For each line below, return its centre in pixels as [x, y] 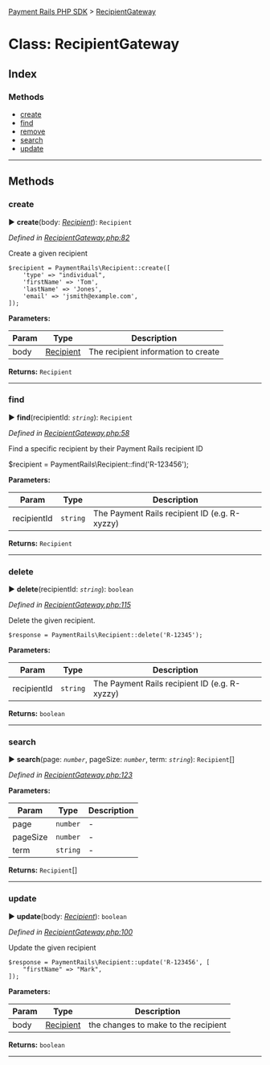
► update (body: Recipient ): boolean [67, 916]
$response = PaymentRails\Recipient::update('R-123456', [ [109, 962]
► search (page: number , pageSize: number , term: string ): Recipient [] [122, 760]
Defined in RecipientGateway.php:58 [69, 433]
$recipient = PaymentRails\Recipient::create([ [90, 268]
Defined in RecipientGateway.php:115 [70, 605]
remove [33, 131]
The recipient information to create [154, 351]
